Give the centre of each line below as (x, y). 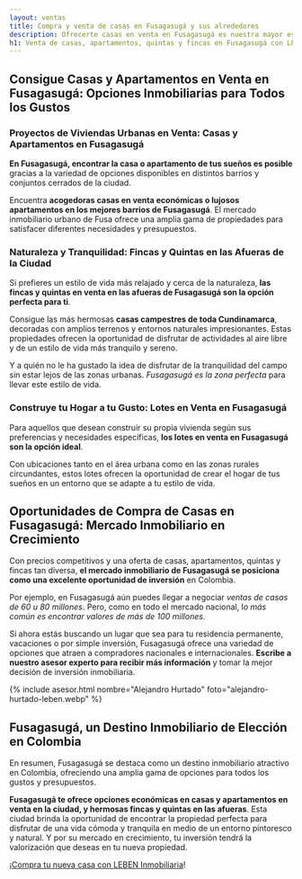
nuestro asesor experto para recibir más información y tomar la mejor (141, 662)
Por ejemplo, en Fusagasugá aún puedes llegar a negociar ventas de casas (149, 598)
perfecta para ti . (40, 302)
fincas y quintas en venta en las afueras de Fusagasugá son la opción (142, 292)
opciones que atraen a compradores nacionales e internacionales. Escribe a (151, 653)
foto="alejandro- (237, 689)
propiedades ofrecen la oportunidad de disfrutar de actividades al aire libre (148, 339)
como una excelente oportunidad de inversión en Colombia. (123, 580)
